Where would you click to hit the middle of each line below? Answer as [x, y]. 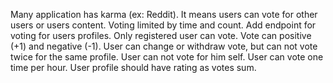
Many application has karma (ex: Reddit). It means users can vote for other [164, 14]
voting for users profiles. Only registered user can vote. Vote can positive [161, 35]
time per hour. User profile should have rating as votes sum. [133, 67]
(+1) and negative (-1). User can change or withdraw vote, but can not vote [164, 46]
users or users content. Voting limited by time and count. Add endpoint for [163, 25]
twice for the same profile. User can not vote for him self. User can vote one [167, 57]
